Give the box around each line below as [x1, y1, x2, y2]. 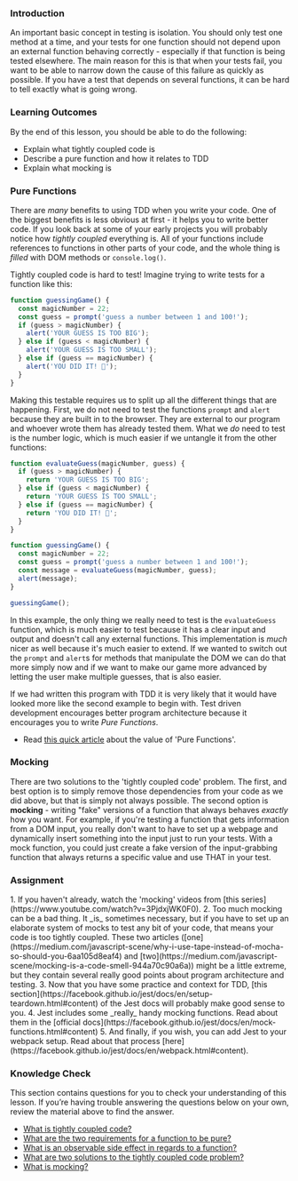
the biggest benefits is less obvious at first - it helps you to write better [10, 214, 269, 225]
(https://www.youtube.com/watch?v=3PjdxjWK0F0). [10, 904, 202, 914]
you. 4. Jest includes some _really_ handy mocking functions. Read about [10, 1008, 278, 1018]
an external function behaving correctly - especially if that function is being [10, 46, 286, 57]
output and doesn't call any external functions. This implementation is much [10, 634, 287, 644]
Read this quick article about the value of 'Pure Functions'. [22, 734, 237, 745]
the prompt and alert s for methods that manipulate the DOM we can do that [10, 652, 286, 663]
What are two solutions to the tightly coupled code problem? [22, 1152, 245, 1162]
